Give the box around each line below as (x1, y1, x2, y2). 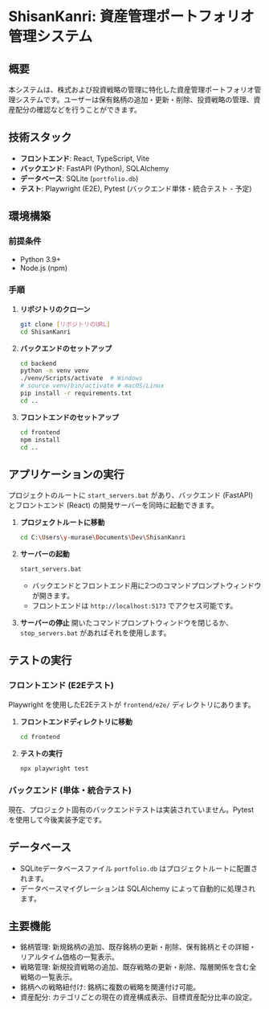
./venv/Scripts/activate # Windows (19, 375, 143, 383)
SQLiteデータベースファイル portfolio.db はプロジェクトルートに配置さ (19, 863, 259, 873)
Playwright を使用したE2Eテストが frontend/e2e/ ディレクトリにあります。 (8, 699, 255, 709)
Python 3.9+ (19, 254, 62, 264)
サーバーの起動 (19, 549, 70, 559)
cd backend (19, 359, 57, 367)
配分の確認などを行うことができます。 (14, 105, 142, 114)
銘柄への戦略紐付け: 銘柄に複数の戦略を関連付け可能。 (19, 982, 201, 992)
